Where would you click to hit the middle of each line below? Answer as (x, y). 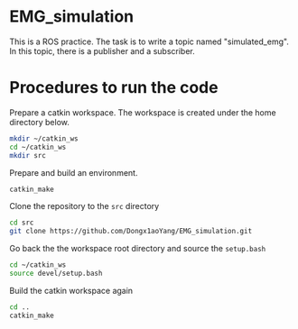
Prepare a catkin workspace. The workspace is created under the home (143, 112)
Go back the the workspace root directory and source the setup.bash (138, 249)
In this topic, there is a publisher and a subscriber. (102, 50)
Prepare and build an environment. (74, 172)
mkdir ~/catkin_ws (44, 138)
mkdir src (28, 155)
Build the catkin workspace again (71, 290)
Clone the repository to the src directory (84, 206)
